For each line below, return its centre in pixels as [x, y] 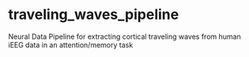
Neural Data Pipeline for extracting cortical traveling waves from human [124, 36]
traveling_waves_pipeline [94, 15]
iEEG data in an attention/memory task [71, 44]
